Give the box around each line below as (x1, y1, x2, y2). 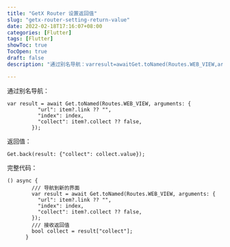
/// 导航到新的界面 (31, 184, 80, 192)
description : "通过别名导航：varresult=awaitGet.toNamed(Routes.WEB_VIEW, (7, 61, 218, 68)
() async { (7, 177, 38, 184)
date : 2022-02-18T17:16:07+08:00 (7, 23, 103, 29)
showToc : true (7, 42, 48, 49)
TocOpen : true (7, 49, 48, 55)
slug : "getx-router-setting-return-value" (7, 16, 130, 23)
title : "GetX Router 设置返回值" (7, 10, 97, 17)
